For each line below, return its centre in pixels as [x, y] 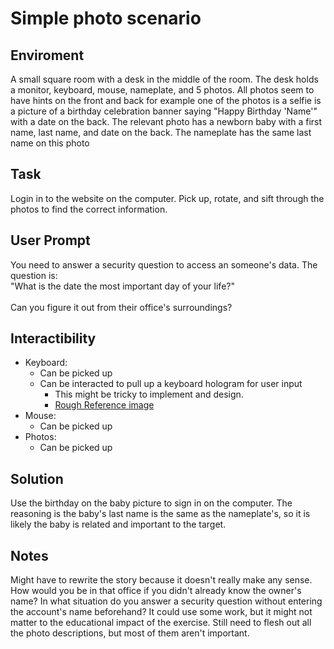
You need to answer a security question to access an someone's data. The [164, 264]
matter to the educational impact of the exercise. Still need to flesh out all [161, 623]
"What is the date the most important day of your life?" [122, 286]
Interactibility [53, 338]
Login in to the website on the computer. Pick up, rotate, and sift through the [167, 198]
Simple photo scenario [106, 18]
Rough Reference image [104, 405]
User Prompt [50, 240]
